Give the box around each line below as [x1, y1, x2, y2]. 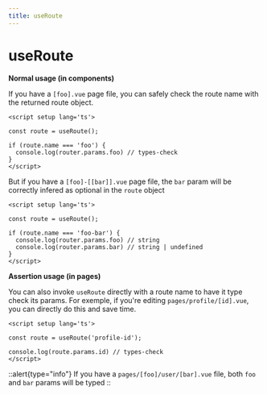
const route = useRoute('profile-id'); [8, 334, 142, 342]
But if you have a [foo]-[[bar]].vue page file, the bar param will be [8, 177, 232, 186]
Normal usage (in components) [8, 73, 115, 83]
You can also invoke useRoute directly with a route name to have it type [8, 287, 243, 297]
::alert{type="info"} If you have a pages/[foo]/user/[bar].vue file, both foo [8, 368, 256, 379]
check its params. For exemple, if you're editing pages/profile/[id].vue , [8, 295, 249, 305]
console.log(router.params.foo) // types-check [15, 148, 179, 156]
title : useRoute [8, 11, 63, 20]
